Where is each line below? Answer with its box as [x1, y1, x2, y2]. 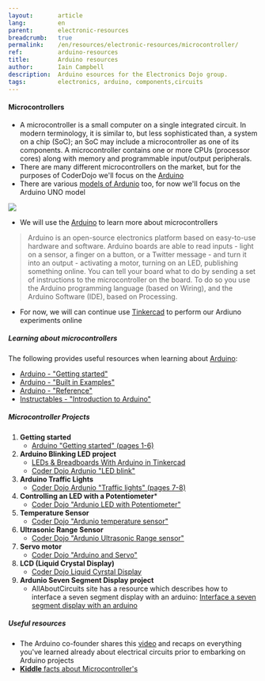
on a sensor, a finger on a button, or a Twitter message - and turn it [27, 249, 247, 259]
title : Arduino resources [8, 56, 119, 64]
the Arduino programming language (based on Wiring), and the [27, 283, 233, 293]
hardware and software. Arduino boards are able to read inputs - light [27, 241, 255, 250]
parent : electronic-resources [8, 26, 129, 34]
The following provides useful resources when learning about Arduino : [8, 353, 238, 363]
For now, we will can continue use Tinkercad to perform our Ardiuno [19, 306, 242, 317]
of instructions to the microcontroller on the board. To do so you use [27, 275, 251, 284]
